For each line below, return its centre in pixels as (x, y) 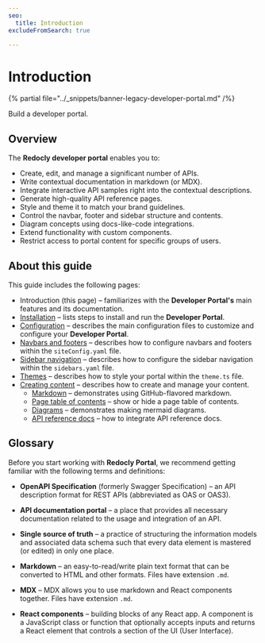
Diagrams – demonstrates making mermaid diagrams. (119, 410)
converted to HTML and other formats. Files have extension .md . (124, 574)
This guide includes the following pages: (74, 285)
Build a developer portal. (48, 114)
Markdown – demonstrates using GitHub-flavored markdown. (132, 393)
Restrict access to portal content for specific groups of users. (120, 241)
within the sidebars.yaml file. (67, 368)
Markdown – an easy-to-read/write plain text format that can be (125, 566)
